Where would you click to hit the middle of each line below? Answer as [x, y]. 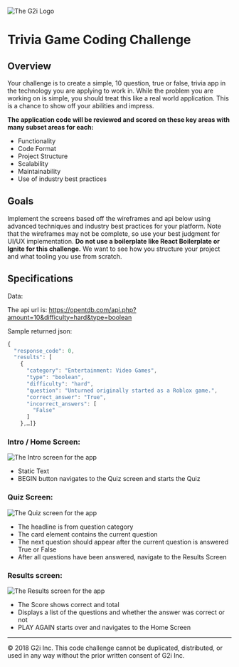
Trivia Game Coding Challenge [99, 40]
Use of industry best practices [62, 179]
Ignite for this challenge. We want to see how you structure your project [114, 249]
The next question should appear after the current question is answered [123, 542]
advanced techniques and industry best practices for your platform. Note [115, 226]
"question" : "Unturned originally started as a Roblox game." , [122, 391]
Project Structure [43, 156]
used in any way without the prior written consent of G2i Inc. [96, 655]
